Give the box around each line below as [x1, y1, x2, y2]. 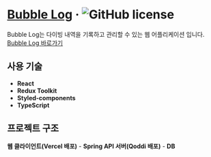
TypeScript [16, 101, 50, 109]
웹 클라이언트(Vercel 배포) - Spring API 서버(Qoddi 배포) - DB [7, 142, 175, 150]
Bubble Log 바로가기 [7, 38, 64, 47]
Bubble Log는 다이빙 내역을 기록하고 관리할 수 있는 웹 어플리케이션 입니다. [7, 30, 205, 38]
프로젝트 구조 [7, 123, 59, 134]
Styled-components [16, 94, 76, 102]
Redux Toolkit [16, 86, 57, 95]
